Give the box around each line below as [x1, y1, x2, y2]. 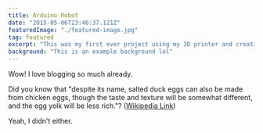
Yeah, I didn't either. [8, 117, 73, 125]
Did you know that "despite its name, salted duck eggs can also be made [8, 84, 243, 94]
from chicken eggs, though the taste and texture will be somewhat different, [8, 93, 253, 102]
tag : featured [8, 33, 55, 41]
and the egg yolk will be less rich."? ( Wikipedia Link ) [8, 101, 176, 110]
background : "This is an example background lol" [8, 48, 174, 56]
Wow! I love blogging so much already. [8, 70, 133, 78]
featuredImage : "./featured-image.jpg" [8, 26, 139, 34]
